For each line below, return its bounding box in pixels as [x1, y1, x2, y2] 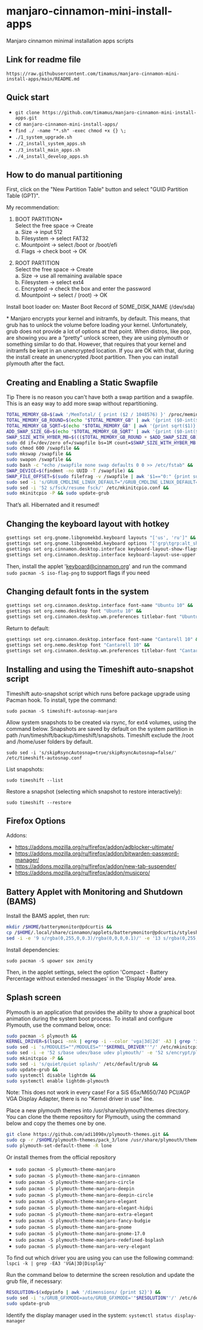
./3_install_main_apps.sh [14, 147, 80, 153]
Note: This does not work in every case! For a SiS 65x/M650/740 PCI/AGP [6, 1089, 190, 1096]
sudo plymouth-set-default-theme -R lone [6, 1143, 112, 1149]
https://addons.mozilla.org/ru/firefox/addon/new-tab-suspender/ [14, 863, 177, 870]
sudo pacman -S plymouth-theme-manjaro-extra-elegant [14, 1212, 153, 1218]
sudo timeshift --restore [6, 799, 71, 805]
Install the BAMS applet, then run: [6, 912, 90, 920]
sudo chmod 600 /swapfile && [6, 446, 80, 452]
